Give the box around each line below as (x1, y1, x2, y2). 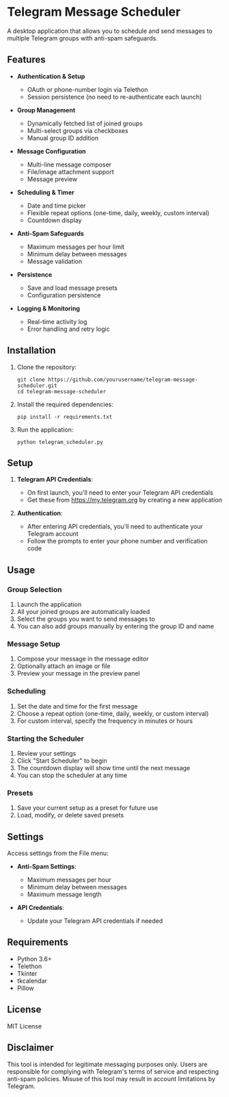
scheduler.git (16, 382, 57, 389)
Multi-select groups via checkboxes (27, 126, 129, 134)
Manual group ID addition (27, 134, 99, 142)
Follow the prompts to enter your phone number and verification (27, 537, 208, 545)
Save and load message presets (27, 284, 118, 292)
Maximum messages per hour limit (27, 243, 125, 251)
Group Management (16, 106, 76, 114)
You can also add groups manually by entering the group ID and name (16, 622, 214, 630)
